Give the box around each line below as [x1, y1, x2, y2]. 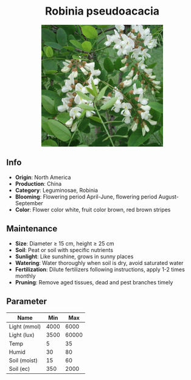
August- [158, 193, 179, 200]
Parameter [6, 296, 47, 306]
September [15, 199, 44, 206]
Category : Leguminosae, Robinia [15, 186, 99, 194]
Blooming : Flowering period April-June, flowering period [15, 193, 158, 200]
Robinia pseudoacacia [44, 4, 160, 18]
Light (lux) [9, 331, 35, 339]
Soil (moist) [9, 357, 38, 364]
